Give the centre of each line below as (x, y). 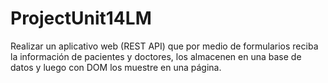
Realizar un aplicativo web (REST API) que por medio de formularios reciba (164, 46)
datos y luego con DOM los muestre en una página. (116, 67)
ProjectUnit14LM (81, 18)
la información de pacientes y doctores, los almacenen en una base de (156, 56)
